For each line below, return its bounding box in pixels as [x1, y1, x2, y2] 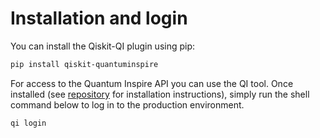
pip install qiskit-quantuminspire [10, 59, 159, 69]
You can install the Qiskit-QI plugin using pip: [10, 40, 196, 52]
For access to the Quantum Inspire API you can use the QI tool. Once [10, 77, 294, 89]
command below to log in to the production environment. [10, 98, 245, 111]
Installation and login [10, 7, 188, 30]
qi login [10, 118, 47, 128]
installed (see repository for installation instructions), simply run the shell [10, 88, 310, 100]
